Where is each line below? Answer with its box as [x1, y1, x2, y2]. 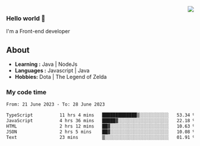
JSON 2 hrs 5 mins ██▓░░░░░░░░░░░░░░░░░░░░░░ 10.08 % [6, 129, 196, 135]
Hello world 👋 [6, 14, 46, 23]
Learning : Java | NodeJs [14, 61, 78, 68]
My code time [6, 88, 46, 97]
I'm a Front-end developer [6, 28, 70, 35]
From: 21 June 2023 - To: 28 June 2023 [6, 101, 105, 107]
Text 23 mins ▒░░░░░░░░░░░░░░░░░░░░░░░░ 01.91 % [6, 134, 196, 140]
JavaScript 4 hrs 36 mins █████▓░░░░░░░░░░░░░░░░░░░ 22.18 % [6, 118, 196, 124]
